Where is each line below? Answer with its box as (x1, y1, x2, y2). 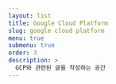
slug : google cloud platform (8, 26, 105, 34)
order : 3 (8, 49, 37, 57)
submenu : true (8, 42, 56, 50)
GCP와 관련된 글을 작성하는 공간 (15, 64, 106, 72)
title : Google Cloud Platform (8, 19, 109, 27)
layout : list (8, 11, 52, 20)
